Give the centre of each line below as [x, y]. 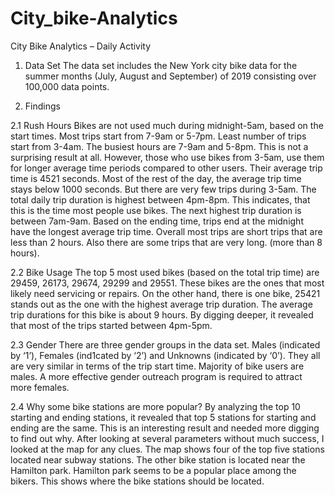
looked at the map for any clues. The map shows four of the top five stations [167, 449]
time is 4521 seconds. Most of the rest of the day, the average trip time [156, 178]
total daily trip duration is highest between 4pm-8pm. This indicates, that [160, 199]
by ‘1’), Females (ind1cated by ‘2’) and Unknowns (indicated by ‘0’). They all [165, 355]
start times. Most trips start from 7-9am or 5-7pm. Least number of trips [158, 136]
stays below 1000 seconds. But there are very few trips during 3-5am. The [163, 189]
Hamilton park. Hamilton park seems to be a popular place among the [153, 470]
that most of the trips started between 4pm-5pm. [111, 325]
